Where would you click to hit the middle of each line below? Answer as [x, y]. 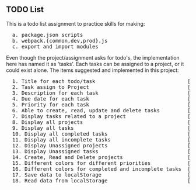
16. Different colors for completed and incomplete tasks [97, 169]
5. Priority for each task [50, 104]
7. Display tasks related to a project [69, 116]
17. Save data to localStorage [57, 175]
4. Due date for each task [50, 99]
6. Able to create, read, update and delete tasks [86, 110]
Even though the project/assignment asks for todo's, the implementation [93, 57]
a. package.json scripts [48, 35]
